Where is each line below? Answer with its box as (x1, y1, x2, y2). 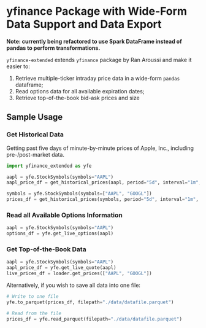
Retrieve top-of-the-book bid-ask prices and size (15, 94, 140, 101)
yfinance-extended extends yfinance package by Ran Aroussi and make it (6, 56, 192, 63)
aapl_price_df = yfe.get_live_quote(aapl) (6, 265, 116, 271)
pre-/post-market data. (6, 150, 64, 158)
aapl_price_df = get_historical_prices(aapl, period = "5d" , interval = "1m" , (6, 179, 202, 185)
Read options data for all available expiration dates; (15, 87, 145, 95)
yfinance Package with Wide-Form (6, 4, 187, 18)
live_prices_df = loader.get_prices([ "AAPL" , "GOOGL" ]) (6, 270, 152, 277)
